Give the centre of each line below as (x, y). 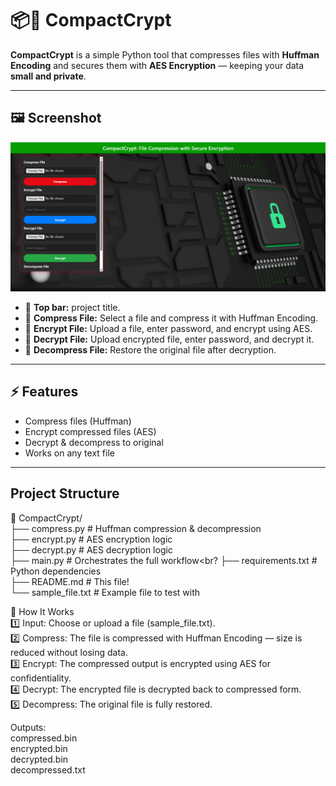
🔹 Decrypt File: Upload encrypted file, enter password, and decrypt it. (169, 339)
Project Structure (65, 493)
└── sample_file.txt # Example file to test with (105, 592)
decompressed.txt (48, 769)
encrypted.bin (39, 748)
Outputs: (28, 727)
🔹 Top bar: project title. (72, 307)
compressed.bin (44, 738)
